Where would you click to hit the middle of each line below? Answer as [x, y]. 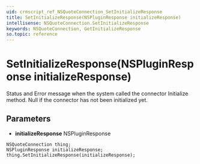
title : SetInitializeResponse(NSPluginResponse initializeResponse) [94, 17]
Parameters [29, 119]
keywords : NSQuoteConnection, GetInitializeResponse [74, 29]
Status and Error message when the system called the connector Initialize [97, 93]
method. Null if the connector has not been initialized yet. [77, 100]
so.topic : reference [32, 34]
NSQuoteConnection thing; [38, 144]
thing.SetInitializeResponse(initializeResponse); [71, 155]
